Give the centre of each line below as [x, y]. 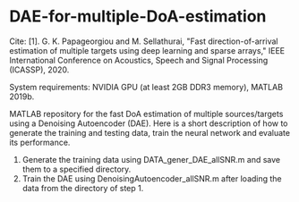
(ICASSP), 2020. [39, 70]
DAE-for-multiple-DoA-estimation [138, 17]
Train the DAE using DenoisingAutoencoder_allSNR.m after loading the [152, 178]
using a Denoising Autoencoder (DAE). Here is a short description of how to [149, 123]
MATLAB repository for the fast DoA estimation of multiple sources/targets [146, 114]
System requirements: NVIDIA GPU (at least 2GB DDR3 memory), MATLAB [146, 87]
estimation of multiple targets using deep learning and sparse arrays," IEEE [147, 50]
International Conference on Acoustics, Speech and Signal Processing [139, 60]
